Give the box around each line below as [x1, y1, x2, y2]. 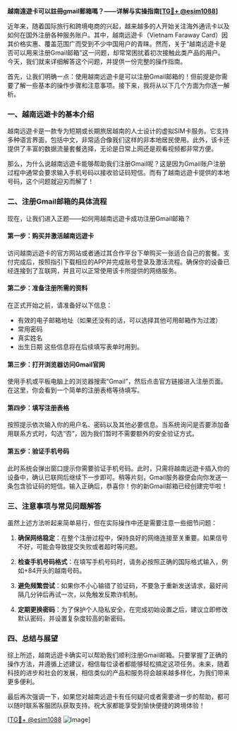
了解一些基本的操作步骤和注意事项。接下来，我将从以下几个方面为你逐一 [13, 81, 224, 89]
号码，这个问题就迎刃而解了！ [7, 177, 94, 186]
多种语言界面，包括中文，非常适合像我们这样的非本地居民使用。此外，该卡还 [7, 136, 230, 144]
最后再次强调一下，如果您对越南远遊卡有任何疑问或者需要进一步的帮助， [7, 693, 217, 701]
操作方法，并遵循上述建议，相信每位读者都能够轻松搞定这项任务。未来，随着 [7, 660, 230, 668]
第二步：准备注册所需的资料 [7, 284, 88, 292]
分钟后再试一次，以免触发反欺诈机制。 [30, 590, 142, 599]
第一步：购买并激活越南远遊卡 [7, 231, 94, 240]
